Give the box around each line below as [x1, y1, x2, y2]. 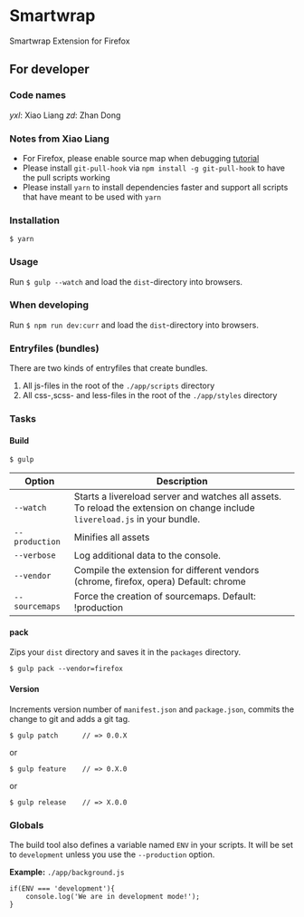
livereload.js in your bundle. [73, 513, 201, 526]
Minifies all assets [73, 532, 150, 544]
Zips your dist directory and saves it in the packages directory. [9, 647, 242, 658]
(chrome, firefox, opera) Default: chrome [73, 575, 246, 588]
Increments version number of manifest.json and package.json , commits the [9, 704, 295, 715]
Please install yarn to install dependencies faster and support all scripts [22, 181, 289, 192]
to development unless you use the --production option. [9, 849, 215, 860]
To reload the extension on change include [73, 502, 255, 514]
